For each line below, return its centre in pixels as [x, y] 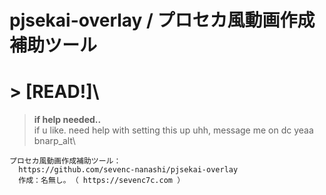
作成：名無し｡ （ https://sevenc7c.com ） [102, 181]
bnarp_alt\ [54, 141]
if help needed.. [67, 120]
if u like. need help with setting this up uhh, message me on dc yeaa [173, 130]
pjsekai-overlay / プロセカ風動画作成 [162, 20]
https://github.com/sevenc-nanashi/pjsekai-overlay [128, 170]
